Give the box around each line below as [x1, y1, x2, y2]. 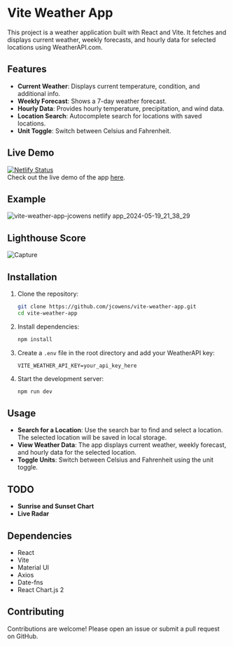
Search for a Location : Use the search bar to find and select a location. [17, 426, 223, 434]
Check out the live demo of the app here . [7, 173, 126, 181]
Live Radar [17, 509, 50, 518]
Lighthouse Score [7, 232, 86, 244]
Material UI [17, 563, 50, 572]
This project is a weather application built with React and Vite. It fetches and [7, 28, 227, 36]
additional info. [17, 89, 61, 97]
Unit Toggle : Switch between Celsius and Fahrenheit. [17, 126, 171, 135]
